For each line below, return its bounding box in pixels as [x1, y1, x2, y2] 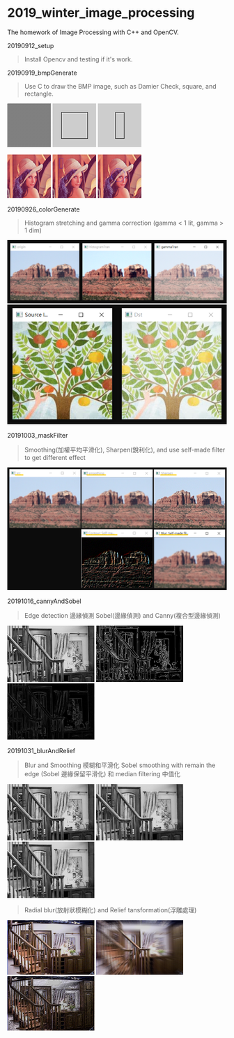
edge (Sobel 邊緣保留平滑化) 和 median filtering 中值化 [24, 770, 181, 778]
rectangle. [24, 89, 54, 98]
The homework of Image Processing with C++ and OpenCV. [7, 28, 179, 36]
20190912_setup [7, 41, 54, 50]
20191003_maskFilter [7, 431, 68, 439]
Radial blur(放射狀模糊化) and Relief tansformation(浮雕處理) [24, 905, 197, 914]
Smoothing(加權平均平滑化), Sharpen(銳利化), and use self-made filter [24, 445, 226, 454]
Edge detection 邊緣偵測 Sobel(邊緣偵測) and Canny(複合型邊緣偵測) [24, 611, 221, 620]
